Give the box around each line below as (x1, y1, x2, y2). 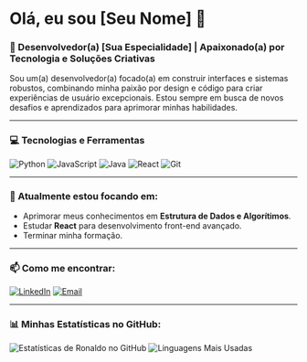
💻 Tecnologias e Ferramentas (9, 134, 145, 147)
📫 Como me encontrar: (9, 262, 116, 274)
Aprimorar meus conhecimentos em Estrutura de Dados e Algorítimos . (22, 210, 291, 222)
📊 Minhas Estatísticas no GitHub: (9, 318, 162, 331)
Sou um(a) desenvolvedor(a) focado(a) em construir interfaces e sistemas (9, 73, 289, 84)
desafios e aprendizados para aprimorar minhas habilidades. (9, 102, 238, 113)
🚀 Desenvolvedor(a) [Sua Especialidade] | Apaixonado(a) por (9, 41, 285, 54)
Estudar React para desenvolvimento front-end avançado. (22, 220, 242, 231)
